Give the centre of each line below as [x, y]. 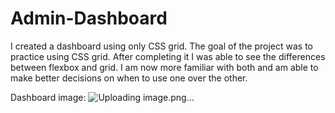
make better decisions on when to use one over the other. [129, 78]
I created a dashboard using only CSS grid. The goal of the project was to [162, 46]
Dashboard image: [48, 97]
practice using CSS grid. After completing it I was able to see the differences [168, 56]
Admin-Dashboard [89, 18]
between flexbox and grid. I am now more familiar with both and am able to [164, 67]
